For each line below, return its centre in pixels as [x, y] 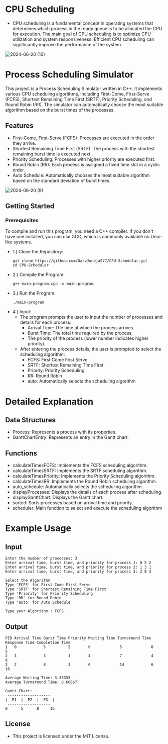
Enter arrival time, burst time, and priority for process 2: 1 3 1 [78, 567]
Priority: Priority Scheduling [56, 370]
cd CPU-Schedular [31, 265]
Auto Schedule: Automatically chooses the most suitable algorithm [81, 175]
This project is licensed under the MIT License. [61, 736]
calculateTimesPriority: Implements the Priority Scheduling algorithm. [84, 476]
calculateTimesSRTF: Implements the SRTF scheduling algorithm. [80, 471]
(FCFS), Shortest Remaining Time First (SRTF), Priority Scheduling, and [78, 99]
